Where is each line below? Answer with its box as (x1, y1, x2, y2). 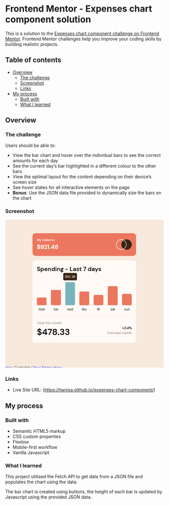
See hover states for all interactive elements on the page (12, 185, 130, 191)
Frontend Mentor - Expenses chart (5, 3, 152, 15)
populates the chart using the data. (5, 479, 78, 485)
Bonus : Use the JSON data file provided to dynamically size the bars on (12, 190, 162, 196)
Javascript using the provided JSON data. (5, 494, 92, 500)
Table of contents (5, 56, 61, 65)
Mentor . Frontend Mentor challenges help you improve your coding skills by (5, 36, 162, 42)
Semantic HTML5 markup (12, 428, 66, 434)
